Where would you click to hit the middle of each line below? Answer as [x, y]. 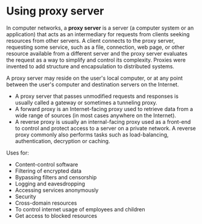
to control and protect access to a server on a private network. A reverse [105, 128]
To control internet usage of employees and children [80, 209]
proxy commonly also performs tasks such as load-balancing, [92, 135]
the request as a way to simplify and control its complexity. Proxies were [96, 60]
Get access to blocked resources [56, 216]
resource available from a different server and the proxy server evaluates [97, 53]
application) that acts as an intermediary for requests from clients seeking [98, 34]
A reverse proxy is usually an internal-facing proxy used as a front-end [103, 121]
